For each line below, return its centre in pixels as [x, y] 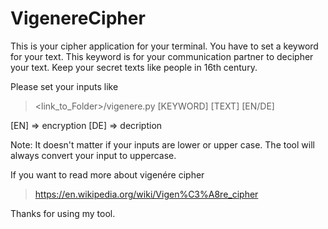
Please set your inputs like [64, 86]
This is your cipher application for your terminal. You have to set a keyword [164, 46]
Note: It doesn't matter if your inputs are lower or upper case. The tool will [162, 144]
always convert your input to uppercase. [93, 155]
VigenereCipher [78, 18]
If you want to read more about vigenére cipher [107, 174]
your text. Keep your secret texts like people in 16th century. [134, 67]
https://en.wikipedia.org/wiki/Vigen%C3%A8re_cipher [146, 194]
